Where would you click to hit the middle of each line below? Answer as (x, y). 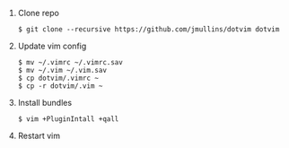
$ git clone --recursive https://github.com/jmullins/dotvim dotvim (149, 30)
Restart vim (39, 135)
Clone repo (39, 13)
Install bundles (45, 103)
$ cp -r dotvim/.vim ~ (60, 86)
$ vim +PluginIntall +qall (68, 119)
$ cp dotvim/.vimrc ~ (58, 78)
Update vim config (52, 46)
